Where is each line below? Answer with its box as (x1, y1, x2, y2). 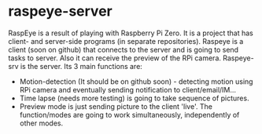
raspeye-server (8, 2, 113, 20)
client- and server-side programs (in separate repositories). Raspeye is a (8, 36, 244, 45)
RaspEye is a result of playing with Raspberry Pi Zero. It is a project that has (8, 28, 253, 38)
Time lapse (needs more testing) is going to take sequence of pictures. (19, 93, 249, 103)
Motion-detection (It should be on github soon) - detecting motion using (19, 77, 253, 86)
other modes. (19, 118, 64, 128)
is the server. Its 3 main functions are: (20, 61, 143, 71)
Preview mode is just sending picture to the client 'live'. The (19, 101, 212, 111)
